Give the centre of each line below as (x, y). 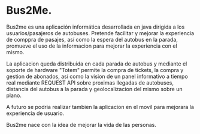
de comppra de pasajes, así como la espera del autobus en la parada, (92, 39)
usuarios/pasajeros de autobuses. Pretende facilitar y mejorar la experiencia (100, 33)
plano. (14, 95)
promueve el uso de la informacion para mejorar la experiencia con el (92, 46)
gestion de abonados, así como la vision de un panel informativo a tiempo (97, 76)
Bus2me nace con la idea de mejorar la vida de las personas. (81, 124)
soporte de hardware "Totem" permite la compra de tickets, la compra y (95, 70)
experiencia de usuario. (35, 113)
